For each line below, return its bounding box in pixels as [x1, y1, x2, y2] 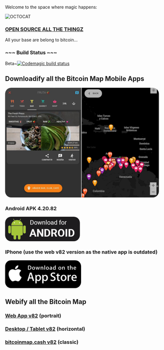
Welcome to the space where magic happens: [5, 4, 98, 10]
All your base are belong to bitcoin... [5, 37, 78, 43]
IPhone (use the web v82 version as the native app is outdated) [5, 249, 158, 255]
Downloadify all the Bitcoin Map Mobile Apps [5, 75, 144, 83]
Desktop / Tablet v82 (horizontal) [5, 325, 85, 332]
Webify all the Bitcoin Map [5, 298, 87, 306]
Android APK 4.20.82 [5, 205, 57, 212]
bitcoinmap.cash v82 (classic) [5, 338, 79, 345]
